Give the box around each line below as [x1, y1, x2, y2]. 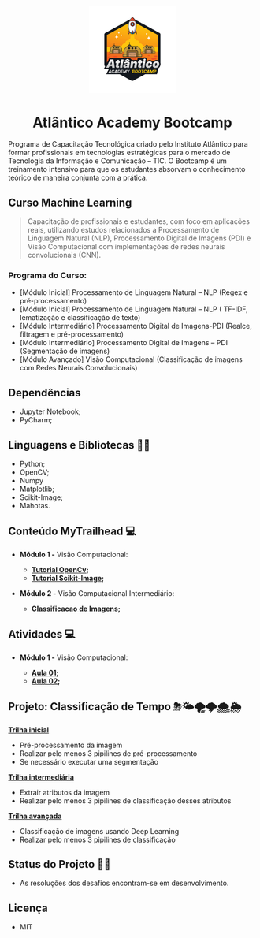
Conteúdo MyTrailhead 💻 [8, 525, 136, 538]
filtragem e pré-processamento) [19, 329, 124, 339]
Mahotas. [19, 501, 50, 511]
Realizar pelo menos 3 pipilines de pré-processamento [19, 748, 198, 758]
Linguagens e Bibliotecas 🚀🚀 [8, 438, 151, 452]
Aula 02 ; [31, 676, 61, 686]
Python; [19, 460, 46, 469]
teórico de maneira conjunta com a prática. [8, 173, 148, 183]
